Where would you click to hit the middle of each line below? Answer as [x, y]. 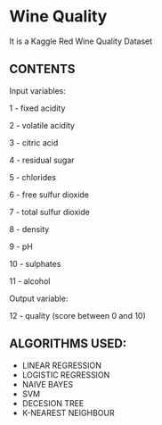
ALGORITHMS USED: [68, 344]
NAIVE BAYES [48, 384]
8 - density [29, 229]
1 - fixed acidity [37, 108]
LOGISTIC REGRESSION [66, 375]
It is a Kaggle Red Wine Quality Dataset [81, 41]
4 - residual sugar [42, 160]
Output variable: [39, 298]
